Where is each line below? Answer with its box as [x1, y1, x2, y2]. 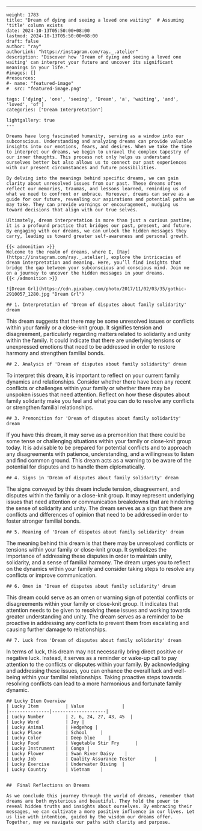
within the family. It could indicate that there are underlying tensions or [6, 337, 182, 344]
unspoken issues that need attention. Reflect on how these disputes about [6, 391, 190, 398]
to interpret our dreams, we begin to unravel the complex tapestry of [6, 149, 189, 155]
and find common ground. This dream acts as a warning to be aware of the [6, 457, 192, 464]
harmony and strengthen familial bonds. [6, 350, 105, 356]
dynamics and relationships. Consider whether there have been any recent [6, 378, 191, 385]
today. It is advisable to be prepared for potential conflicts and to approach [6, 444, 191, 451]
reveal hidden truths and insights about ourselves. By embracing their [6, 803, 192, 809]
